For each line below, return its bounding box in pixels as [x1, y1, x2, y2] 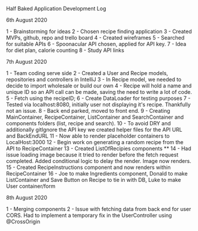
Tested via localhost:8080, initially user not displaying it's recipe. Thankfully [6, 101, 191, 108]
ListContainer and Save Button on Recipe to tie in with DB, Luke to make [6, 177, 181, 183]
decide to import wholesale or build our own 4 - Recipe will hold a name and [6, 82, 192, 89]
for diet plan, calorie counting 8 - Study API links [6, 47, 125, 54]
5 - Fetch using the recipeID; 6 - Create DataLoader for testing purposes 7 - [6, 95, 191, 102]
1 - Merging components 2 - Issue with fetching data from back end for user [6, 206, 191, 212]
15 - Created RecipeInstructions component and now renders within [6, 164, 171, 171]
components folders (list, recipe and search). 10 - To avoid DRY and [6, 120, 171, 126]
